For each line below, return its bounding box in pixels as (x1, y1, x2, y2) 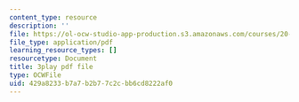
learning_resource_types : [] (9, 46, 117, 55)
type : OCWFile (9, 71, 62, 80)
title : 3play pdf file (9, 63, 93, 72)
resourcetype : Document (9, 54, 98, 63)
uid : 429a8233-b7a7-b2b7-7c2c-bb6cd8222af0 (9, 79, 174, 88)
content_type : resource (9, 12, 98, 22)
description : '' (9, 21, 69, 30)
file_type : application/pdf (9, 37, 114, 47)
